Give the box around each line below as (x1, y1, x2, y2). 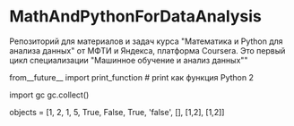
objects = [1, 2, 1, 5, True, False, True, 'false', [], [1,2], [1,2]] (9, 106, 225, 117)
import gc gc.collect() (9, 89, 90, 100)
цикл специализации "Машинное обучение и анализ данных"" (9, 55, 248, 65)
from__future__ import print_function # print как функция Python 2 (9, 71, 254, 82)
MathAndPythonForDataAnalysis (9, 6, 262, 27)
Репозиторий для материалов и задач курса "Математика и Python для (9, 36, 284, 46)
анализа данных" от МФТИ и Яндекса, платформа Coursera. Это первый (9, 45, 286, 55)
